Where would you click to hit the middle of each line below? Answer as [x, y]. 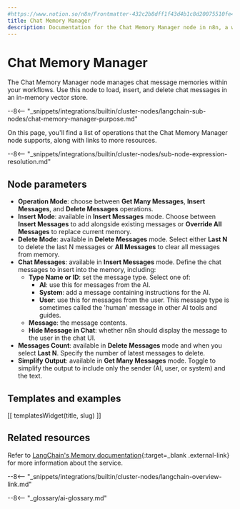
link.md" [20, 484]
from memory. [39, 255]
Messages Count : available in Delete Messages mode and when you [120, 346]
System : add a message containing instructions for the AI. [125, 293]
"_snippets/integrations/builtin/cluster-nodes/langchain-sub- [117, 111]
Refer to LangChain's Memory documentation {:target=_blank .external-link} [119, 455]
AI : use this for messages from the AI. [95, 285]
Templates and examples [64, 398]
